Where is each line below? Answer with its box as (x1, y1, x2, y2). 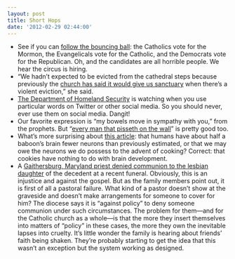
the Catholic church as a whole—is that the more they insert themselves (17, 214, 226, 223)
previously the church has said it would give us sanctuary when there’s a (17, 80, 228, 88)
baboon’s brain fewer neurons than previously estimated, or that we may (17, 140, 227, 148)
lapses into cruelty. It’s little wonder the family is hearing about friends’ (17, 229, 222, 237)
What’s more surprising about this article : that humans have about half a (17, 132, 226, 140)
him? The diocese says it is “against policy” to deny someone (17, 199, 195, 208)
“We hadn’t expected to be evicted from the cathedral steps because (17, 72, 217, 81)
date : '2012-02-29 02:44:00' (7, 23, 93, 30)
